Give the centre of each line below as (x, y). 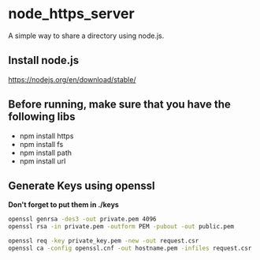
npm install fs (41, 144)
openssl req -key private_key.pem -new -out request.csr (104, 241)
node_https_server (72, 14)
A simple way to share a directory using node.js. (86, 36)
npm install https (46, 136)
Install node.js (44, 60)
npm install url (43, 161)
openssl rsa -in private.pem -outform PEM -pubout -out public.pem (121, 227)
